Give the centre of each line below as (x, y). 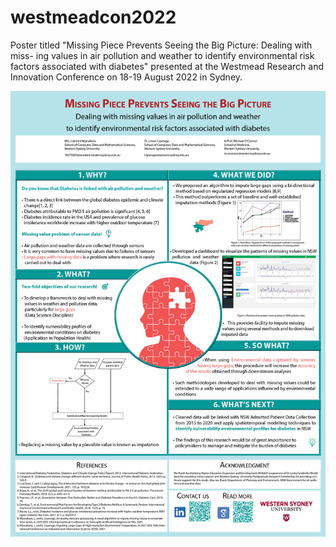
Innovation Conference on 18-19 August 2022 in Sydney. (126, 77)
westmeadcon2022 (93, 17)
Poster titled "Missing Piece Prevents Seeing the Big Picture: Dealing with (161, 45)
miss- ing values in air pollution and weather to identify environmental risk (162, 55)
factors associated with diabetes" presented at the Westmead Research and (167, 66)
